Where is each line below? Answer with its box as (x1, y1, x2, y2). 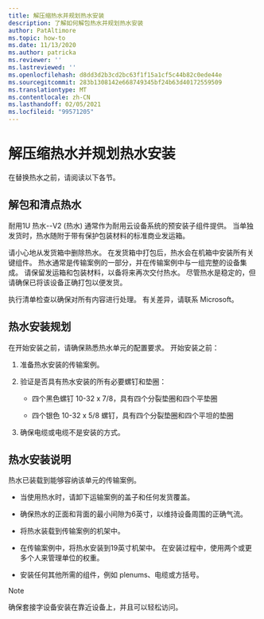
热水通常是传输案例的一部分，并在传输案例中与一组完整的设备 (37, 257, 240, 267)
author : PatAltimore (8, 26, 77, 34)
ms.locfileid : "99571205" (8, 108, 94, 116)
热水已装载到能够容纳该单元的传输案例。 (8, 476, 141, 485)
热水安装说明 (8, 452, 72, 466)
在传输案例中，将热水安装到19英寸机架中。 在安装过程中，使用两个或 (19, 543, 246, 553)
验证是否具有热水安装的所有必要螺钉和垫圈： (19, 376, 167, 386)
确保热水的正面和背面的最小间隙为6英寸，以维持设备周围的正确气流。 (19, 509, 248, 519)
